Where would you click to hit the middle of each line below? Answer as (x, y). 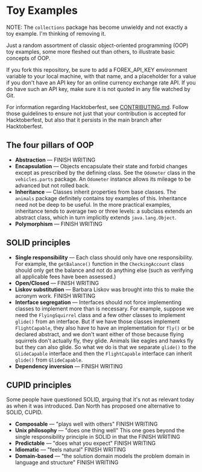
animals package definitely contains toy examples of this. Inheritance (101, 198)
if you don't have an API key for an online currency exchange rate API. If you (101, 83)
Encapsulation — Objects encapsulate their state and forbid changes (101, 166)
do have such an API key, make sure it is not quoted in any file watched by (99, 89)
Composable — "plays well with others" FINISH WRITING (86, 424)
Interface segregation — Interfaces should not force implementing (98, 302)
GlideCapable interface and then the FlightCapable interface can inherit (103, 353)
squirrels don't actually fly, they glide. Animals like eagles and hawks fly (104, 341)
